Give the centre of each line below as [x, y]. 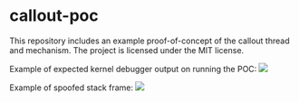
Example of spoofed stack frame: [72, 88]
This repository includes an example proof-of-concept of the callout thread [149, 41]
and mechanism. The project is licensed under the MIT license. [127, 50]
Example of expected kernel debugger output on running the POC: [133, 69]
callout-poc [54, 16]
